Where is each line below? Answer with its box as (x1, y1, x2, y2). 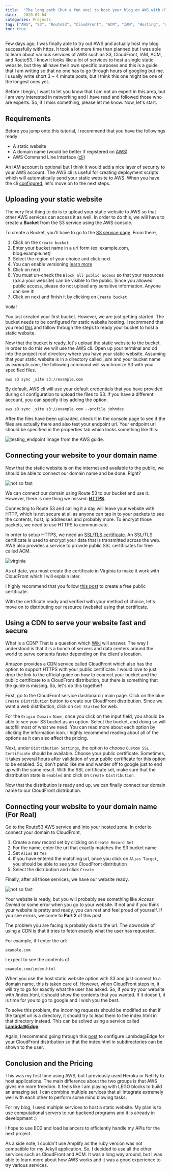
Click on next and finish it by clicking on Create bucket (12, 294, 127, 300)
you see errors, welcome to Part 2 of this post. (5, 913, 103, 919)
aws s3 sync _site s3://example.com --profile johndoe (5, 406, 124, 412)
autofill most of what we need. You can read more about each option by (5, 724, 156, 731)
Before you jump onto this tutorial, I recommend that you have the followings (5, 127, 165, 134)
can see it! (12, 288, 35, 294)
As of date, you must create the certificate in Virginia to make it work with (5, 567, 159, 573)
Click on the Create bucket (12, 239, 69, 246)
